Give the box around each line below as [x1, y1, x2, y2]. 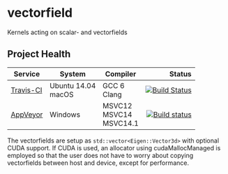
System [59, 68, 86, 78]
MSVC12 [102, 101, 132, 110]
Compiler [105, 68, 137, 78]
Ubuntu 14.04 [50, 80, 96, 90]
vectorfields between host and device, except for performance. [7, 159, 190, 167]
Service [13, 68, 40, 78]
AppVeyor [10, 110, 43, 119]
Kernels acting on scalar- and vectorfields [7, 28, 128, 36]
